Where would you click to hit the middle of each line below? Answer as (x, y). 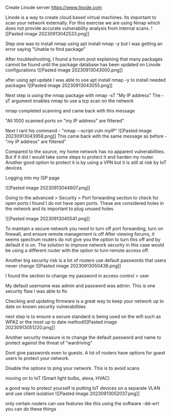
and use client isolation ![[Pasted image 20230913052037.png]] (73, 393)
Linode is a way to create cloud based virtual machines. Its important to (81, 17)
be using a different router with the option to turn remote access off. (77, 250)
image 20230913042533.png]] (57, 34)
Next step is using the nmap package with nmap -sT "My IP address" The (83, 95)
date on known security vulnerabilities (45, 307)
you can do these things (31, 409)
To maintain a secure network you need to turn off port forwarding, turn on (84, 229)
